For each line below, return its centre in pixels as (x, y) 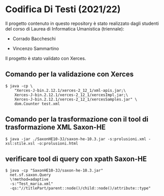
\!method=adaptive (29, 179)
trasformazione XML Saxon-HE (55, 127)
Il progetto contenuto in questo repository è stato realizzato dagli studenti (82, 23)
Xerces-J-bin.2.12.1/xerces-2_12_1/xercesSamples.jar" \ (76, 99)
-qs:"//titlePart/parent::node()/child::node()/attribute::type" (80, 188)
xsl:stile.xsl (20, 143)
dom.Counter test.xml (37, 104)
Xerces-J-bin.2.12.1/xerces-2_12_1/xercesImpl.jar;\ (71, 95)
